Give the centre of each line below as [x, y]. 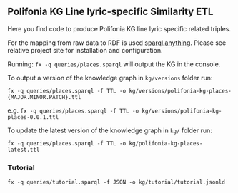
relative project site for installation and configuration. [85, 50]
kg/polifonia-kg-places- [166, 143]
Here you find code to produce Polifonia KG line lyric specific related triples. [119, 28]
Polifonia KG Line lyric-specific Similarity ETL [110, 12]
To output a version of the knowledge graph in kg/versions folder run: [110, 78]
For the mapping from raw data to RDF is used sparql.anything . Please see [117, 43]
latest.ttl [24, 150]
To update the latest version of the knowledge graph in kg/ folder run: [110, 130]
